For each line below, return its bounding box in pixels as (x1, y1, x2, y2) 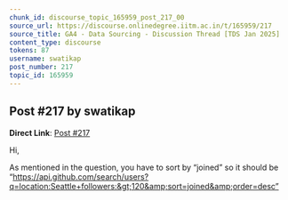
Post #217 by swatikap (9, 104, 136, 119)
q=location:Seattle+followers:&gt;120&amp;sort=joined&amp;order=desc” (9, 180, 279, 191)
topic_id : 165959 (9, 71, 74, 80)
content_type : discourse (9, 37, 101, 47)
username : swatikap (9, 54, 82, 63)
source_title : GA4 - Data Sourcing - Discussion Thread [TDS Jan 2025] (9, 29, 280, 38)
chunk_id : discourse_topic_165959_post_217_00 (9, 12, 185, 22)
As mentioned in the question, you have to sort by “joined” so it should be (9, 162, 279, 172)
